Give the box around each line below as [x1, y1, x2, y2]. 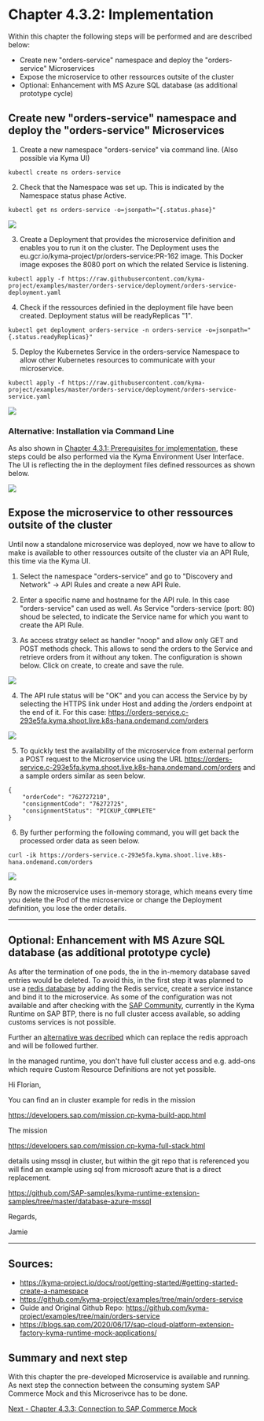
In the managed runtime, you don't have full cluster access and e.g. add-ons [8, 1056, 256, 1066]
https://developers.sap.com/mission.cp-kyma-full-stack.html [8, 1140, 206, 1150]
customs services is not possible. [8, 1017, 116, 1026]
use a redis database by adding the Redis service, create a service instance [8, 984, 253, 993]
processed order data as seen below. [19, 835, 140, 845]
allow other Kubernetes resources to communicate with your [19, 355, 216, 364]
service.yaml [8, 392, 51, 400]
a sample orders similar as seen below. [19, 771, 145, 780]
